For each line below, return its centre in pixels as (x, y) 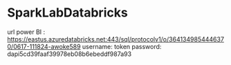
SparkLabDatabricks (67, 13)
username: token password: (122, 46)
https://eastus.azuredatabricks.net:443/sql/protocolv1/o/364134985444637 (116, 39)
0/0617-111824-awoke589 (44, 46)
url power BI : (26, 32)
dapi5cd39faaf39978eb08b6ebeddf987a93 (70, 54)
